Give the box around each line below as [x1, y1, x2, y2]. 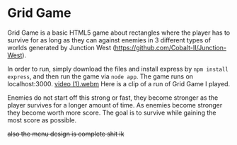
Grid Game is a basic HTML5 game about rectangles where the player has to [7, 28, 231, 37]
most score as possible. [7, 115, 76, 124]
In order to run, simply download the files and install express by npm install [7, 64, 229, 73]
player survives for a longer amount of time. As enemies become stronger [7, 100, 223, 109]
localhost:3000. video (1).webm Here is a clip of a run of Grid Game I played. [7, 79, 231, 88]
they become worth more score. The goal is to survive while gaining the [7, 108, 216, 117]
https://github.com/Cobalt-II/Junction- [115, 43, 227, 52]
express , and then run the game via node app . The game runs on [7, 72, 193, 81]
